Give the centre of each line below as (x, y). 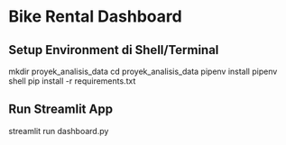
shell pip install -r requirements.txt (72, 81)
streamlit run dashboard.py (59, 131)
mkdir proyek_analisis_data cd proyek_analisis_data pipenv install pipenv (143, 71)
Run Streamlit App (61, 109)
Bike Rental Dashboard (95, 17)
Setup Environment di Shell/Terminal (114, 50)
